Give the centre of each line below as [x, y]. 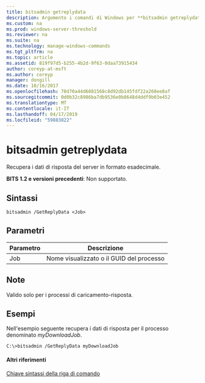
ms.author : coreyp [30, 75]
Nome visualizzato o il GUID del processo [105, 258]
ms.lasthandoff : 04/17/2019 [42, 114]
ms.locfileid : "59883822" [39, 120]
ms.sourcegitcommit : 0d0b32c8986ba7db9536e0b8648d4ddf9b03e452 [88, 97]
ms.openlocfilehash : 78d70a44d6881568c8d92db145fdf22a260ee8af [88, 92]
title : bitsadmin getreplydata [46, 12]
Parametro [25, 248]
